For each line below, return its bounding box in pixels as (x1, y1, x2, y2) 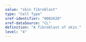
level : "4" (5, 29, 27, 34)
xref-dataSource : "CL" (5, 20, 51, 26)
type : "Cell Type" (5, 12, 42, 16)
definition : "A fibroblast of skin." (5, 25, 82, 30)
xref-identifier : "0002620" (5, 16, 62, 21)
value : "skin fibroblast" (5, 7, 57, 12)
